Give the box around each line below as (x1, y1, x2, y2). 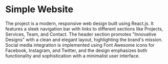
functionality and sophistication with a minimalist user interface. (5, 52, 140, 59)
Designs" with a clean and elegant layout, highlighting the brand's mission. (5, 37, 163, 43)
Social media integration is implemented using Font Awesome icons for (5, 42, 155, 48)
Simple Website (5, 4, 73, 15)
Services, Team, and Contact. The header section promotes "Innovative (5, 31, 157, 37)
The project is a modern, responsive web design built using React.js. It (5, 20, 154, 26)
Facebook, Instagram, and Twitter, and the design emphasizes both (5, 47, 148, 53)
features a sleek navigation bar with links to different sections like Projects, (5, 25, 163, 31)
